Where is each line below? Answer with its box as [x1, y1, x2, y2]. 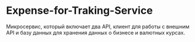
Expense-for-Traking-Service [6, 4, 153, 17]
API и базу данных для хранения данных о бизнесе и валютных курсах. [6, 29, 186, 36]
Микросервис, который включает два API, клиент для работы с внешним [6, 23, 190, 30]
